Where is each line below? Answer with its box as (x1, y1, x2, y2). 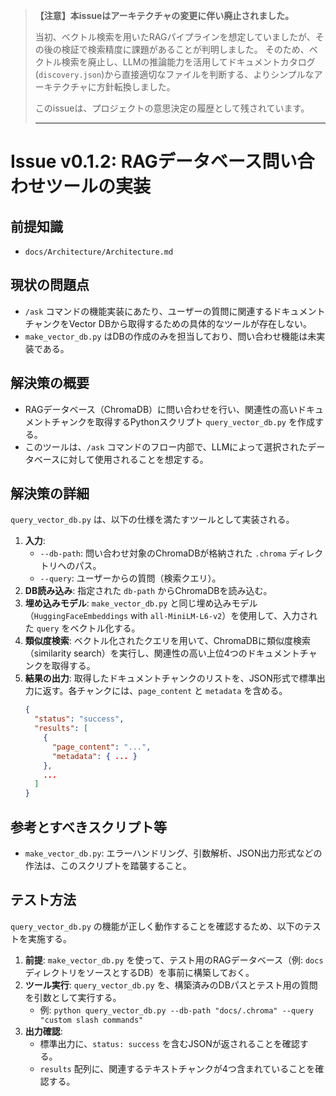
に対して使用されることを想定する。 (59, 453, 209, 465)
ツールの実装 (45, 175, 152, 198)
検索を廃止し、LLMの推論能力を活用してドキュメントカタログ (61, 56, 316, 68)
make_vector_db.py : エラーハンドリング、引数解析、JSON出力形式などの (24, 847, 323, 859)
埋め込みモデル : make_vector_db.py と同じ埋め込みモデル (24, 597, 258, 609)
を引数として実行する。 (24, 991, 122, 1003)
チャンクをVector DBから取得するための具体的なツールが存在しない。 (24, 317, 313, 329)
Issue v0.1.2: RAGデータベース (10, 150, 263, 173)
